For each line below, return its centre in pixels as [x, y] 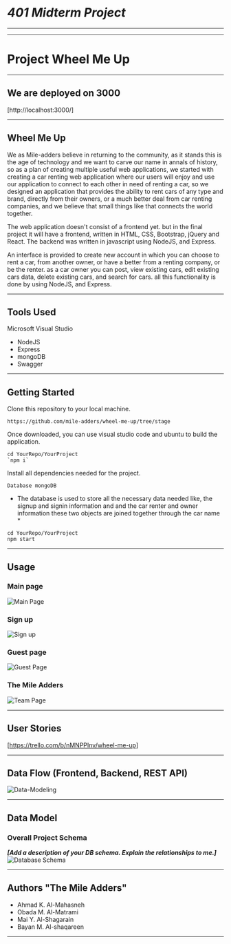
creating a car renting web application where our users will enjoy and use [111, 177]
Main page [25, 587]
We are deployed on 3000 [64, 94]
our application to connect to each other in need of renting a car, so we [108, 184]
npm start [21, 540]
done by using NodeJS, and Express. [59, 284]
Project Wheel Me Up [69, 59]
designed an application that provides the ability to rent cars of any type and [115, 191]
